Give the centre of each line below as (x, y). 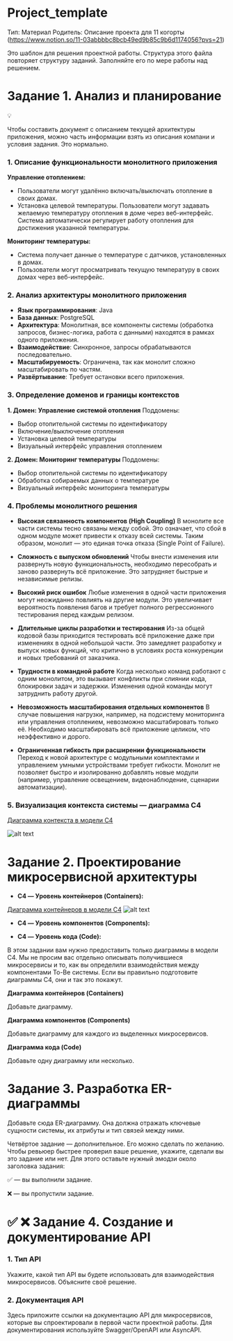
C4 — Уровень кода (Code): (59, 937)
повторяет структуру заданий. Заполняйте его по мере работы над (107, 60)
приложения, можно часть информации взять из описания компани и (111, 137)
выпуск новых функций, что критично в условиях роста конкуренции (120, 650)
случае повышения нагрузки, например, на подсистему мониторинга (121, 714)
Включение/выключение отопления (71, 431)
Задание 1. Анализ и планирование (114, 96)
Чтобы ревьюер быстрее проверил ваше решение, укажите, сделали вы (115, 1151)
